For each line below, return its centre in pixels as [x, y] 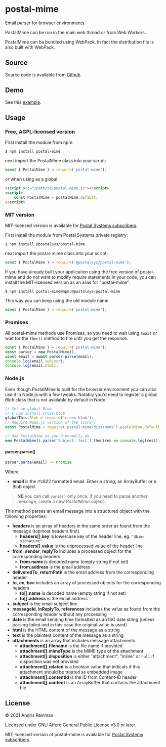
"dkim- [138, 537]
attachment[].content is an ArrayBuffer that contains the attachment [90, 682]
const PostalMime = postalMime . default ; [56, 197]
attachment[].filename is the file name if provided [71, 646]
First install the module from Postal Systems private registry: [66, 235]
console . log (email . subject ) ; [35, 361]
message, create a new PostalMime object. [61, 501]
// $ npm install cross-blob [35, 413]
